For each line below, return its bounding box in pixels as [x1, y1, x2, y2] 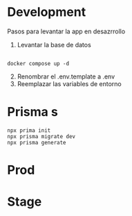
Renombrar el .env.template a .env [17, 72, 115, 81]
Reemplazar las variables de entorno [17, 79, 122, 88]
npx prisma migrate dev [7, 133, 76, 140]
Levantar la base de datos [17, 40, 91, 49]
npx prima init [7, 126, 51, 134]
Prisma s [7, 104, 59, 120]
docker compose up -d [7, 60, 70, 67]
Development [7, 4, 86, 20]
